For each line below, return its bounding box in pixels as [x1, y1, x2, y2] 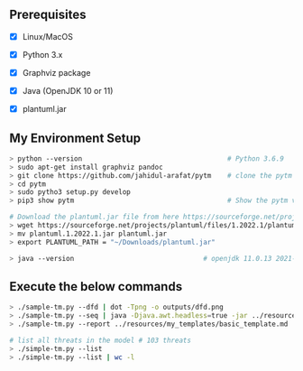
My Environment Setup [9, 130, 142, 145]
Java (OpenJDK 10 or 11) [22, 86, 114, 96]
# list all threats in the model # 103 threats [9, 336, 192, 345]
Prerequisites [9, 7, 87, 23]
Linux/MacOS [22, 31, 74, 42]
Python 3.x [22, 49, 63, 60]
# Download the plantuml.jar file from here [9, 212, 179, 222]
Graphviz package [22, 67, 91, 78]
